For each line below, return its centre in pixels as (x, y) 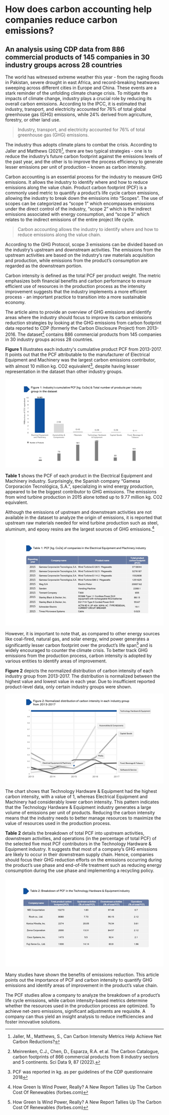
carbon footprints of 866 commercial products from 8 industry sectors (86, 1057)
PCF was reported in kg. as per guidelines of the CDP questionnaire (82, 1072)
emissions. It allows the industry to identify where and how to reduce (77, 182)
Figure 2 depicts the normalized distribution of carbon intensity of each (79, 671)
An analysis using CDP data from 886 (65, 49)
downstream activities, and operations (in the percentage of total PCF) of (81, 838)
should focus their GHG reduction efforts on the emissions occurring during (83, 860)
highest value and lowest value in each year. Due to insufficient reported (80, 682)
